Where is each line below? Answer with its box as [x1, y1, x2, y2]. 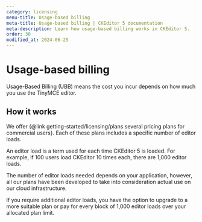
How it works [6, 107, 57, 117]
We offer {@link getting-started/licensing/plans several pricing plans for [6, 122, 185, 130]
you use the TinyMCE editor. [6, 89, 77, 97]
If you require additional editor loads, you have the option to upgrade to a [6, 196, 188, 203]
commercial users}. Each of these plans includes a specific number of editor [6, 129, 196, 136]
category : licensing [6, 8, 58, 15]
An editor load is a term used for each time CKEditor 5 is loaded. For [6, 147, 176, 154]
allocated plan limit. [6, 209, 55, 216]
